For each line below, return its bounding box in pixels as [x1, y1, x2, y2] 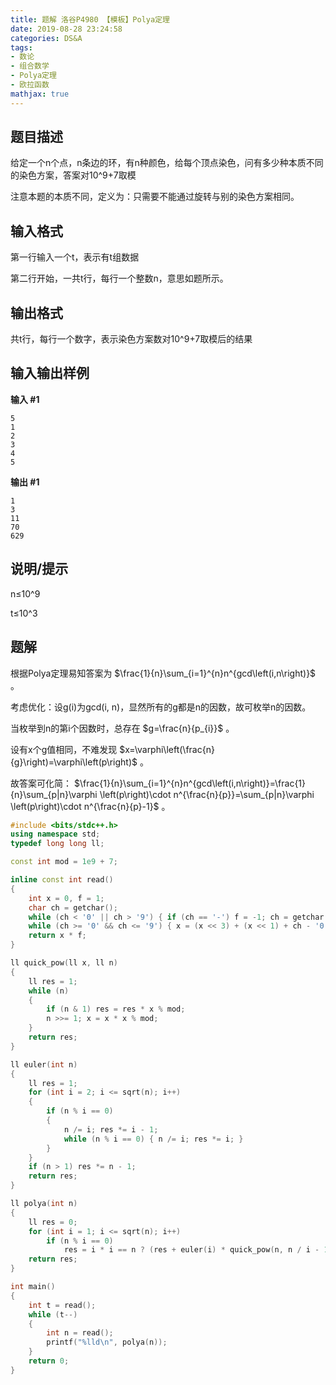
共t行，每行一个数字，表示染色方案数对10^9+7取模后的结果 [10, 333, 253, 345]
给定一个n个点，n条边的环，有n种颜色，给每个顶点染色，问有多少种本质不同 [10, 157, 324, 169]
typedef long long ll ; [10, 839, 105, 849]
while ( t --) [28, 1309, 78, 1320]
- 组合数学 [10, 61, 50, 71]
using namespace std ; [10, 829, 101, 840]
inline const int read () [10, 875, 114, 885]
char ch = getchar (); [28, 902, 118, 913]
